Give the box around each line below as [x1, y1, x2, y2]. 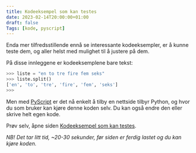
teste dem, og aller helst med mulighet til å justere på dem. [6, 48, 150, 55]
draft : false [6, 20, 39, 26]
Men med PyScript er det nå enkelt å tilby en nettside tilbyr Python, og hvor [6, 98, 190, 105]
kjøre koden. [6, 140, 37, 147]
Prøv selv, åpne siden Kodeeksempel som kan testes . [6, 122, 137, 129]
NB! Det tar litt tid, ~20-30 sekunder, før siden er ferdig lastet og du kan [6, 133, 182, 141]
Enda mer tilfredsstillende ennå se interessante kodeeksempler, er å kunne [6, 42, 189, 49]
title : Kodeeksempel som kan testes [6, 8, 97, 15]
